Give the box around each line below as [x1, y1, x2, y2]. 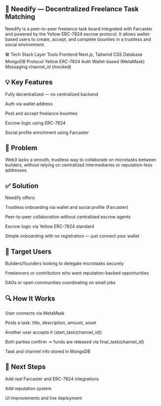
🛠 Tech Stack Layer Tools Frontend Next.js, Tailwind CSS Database [5, 51, 143, 57]
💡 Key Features [5, 78, 53, 86]
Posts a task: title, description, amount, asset [5, 320, 96, 325]
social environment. [5, 41, 45, 47]
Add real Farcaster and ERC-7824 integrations [5, 376, 99, 382]
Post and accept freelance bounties [5, 110, 78, 116]
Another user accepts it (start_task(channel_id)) [5, 329, 102, 335]
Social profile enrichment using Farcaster [5, 129, 89, 135]
